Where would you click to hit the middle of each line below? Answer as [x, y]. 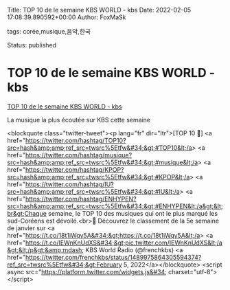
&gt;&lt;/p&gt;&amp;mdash [45, 249]
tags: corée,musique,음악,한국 [49, 31]
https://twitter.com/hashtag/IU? [70, 184]
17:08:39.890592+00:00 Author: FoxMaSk [67, 17]
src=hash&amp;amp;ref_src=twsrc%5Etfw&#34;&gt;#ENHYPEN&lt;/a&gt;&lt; [115, 206]
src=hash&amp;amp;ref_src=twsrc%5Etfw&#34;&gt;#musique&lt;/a [103, 162]
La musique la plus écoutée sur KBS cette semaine [79, 120]
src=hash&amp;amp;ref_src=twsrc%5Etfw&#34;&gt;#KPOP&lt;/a [99, 177]
